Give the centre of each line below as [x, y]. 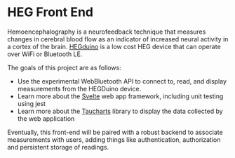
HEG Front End [50, 12]
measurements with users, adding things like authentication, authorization [114, 139]
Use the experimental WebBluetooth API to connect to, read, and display [122, 81]
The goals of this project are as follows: [64, 67]
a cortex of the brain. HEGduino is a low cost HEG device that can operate [114, 46]
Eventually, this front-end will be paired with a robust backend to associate [115, 132]
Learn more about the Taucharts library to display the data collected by [120, 111]
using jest [32, 103]
